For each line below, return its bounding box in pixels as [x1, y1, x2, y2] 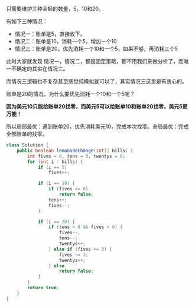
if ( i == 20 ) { [37, 219, 76, 225]
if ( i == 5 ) [37, 164, 67, 170]
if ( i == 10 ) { [37, 180, 76, 187]
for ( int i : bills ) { [27, 159, 83, 165]
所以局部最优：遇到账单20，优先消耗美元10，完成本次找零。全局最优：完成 [6, 123, 189, 130]
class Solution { [6, 142, 49, 148]
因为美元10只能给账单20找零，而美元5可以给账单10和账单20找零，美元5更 [6, 103, 188, 110]
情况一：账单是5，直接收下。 [14, 30, 86, 37]
